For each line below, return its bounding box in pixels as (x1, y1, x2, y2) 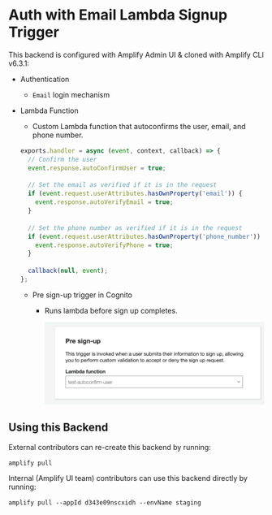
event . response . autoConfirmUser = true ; (28, 164, 166, 172)
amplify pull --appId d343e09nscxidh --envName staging (8, 498, 201, 507)
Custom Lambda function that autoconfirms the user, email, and (32, 121, 246, 131)
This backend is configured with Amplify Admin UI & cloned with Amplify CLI (8, 50, 265, 59)
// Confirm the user (28, 155, 97, 163)
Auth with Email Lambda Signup (8, 6, 228, 24)
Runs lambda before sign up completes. (44, 305, 178, 315)
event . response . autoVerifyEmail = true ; (35, 198, 174, 206)
